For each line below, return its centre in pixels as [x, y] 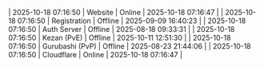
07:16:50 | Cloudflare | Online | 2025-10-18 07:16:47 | [95, 55]
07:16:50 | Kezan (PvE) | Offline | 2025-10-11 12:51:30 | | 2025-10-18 [120, 37]
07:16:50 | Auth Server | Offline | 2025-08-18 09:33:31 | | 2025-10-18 [122, 29]
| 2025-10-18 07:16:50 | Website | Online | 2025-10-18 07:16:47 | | [116, 12]
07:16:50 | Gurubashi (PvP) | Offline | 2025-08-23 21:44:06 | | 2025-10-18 [130, 46]
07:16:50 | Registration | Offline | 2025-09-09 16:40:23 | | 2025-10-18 [132, 21]
